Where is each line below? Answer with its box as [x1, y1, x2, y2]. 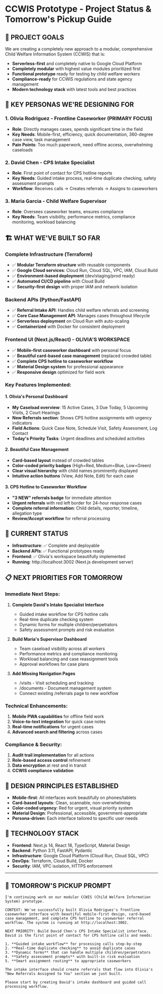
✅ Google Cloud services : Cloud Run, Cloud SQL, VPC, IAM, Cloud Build [12, 267, 158, 273]
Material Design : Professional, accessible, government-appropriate [12, 810, 147, 816]
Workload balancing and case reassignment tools [19, 656, 118, 662]
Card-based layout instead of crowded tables [12, 457, 104, 463]
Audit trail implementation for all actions [12, 752, 95, 758]
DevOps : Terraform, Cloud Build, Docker [12, 858, 94, 864]
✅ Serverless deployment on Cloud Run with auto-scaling [12, 318, 130, 324]
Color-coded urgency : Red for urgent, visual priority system [12, 805, 133, 811]
